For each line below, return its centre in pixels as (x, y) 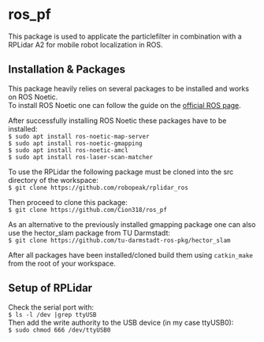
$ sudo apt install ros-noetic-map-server (79, 136)
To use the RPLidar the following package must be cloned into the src (121, 172)
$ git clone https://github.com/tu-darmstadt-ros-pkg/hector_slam (119, 240)
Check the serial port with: (51, 307)
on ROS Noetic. (33, 97)
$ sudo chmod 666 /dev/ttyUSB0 (59, 330)
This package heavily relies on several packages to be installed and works (129, 88)
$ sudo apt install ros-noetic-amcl (68, 150)
